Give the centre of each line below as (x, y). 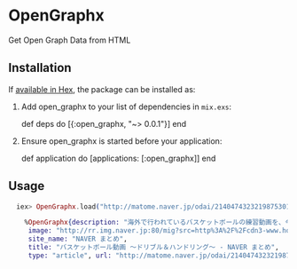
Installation (40, 68)
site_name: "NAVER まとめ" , (78, 239)
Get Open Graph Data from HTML (70, 40)
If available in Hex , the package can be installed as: (102, 89)
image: (40, 231)
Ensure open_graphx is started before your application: (121, 141)
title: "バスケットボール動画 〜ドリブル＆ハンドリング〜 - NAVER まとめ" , (154, 248)
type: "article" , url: (70, 255)
